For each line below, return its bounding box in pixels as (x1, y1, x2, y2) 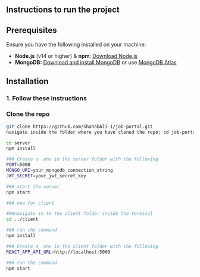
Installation (6, 76, 49, 86)
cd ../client (6, 216, 39, 223)
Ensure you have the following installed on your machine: (6, 41, 146, 48)
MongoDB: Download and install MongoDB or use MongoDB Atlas (14, 59, 177, 66)
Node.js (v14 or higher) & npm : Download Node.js (14, 53, 138, 60)
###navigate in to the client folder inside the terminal (6, 211, 153, 217)
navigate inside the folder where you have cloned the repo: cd (6, 129, 169, 135)
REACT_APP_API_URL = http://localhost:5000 (6, 249, 111, 255)
